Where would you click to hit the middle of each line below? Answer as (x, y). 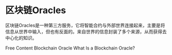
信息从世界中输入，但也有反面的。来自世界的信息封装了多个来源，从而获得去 (86, 31)
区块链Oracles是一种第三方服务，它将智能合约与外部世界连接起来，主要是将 (85, 25)
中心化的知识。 (21, 38)
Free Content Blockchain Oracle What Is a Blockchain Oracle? (70, 48)
